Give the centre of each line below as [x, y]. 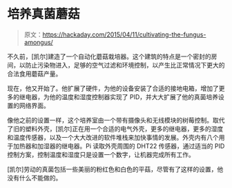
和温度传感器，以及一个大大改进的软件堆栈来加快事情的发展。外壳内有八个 [113, 137]
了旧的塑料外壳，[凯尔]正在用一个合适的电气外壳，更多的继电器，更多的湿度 [115, 129]
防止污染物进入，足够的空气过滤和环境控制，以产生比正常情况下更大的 [125, 65]
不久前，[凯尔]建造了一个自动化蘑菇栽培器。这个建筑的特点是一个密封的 [109, 56]
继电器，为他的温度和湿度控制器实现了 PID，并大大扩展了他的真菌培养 [119, 96]
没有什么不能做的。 [35, 178]
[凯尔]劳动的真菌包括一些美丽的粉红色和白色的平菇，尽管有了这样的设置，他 [115, 169]
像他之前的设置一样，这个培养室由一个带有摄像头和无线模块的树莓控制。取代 [116, 120]
